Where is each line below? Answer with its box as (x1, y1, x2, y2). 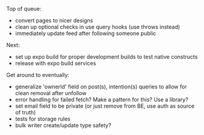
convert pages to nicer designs (15, 17, 93, 24)
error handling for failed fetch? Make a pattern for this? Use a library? (15, 96, 189, 103)
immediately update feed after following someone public (15, 30, 157, 37)
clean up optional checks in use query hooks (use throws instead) (15, 24, 180, 30)
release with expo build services (15, 60, 97, 67)
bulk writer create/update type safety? (15, 122, 111, 129)
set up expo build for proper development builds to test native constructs (15, 53, 198, 60)
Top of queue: (6, 5, 41, 12)
